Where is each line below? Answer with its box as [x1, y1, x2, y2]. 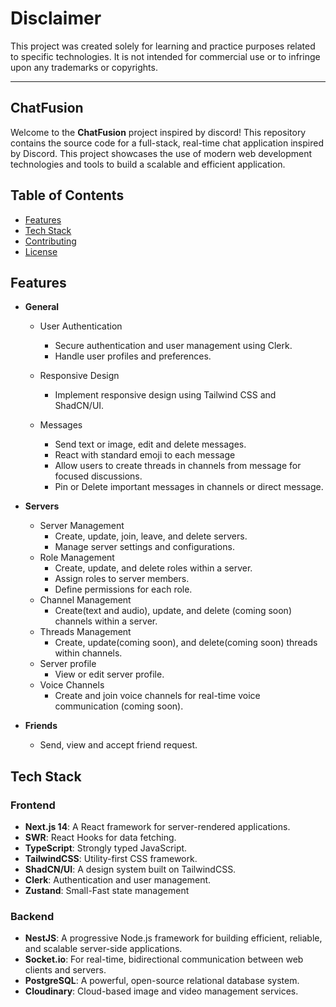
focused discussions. [54, 470, 143, 482]
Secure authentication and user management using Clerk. [54, 340, 293, 352]
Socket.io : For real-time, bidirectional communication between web [24, 953, 304, 966]
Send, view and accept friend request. [39, 739, 198, 751]
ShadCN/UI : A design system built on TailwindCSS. [24, 863, 237, 876]
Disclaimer [10, 7, 102, 30]
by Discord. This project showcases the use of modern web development [10, 147, 313, 159]
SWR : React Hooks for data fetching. [24, 832, 177, 844]
